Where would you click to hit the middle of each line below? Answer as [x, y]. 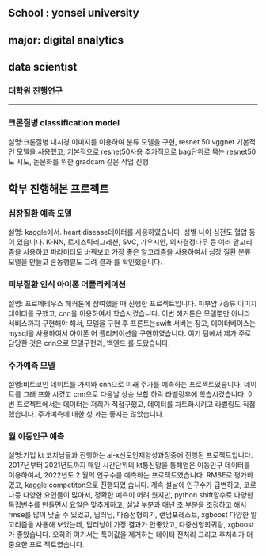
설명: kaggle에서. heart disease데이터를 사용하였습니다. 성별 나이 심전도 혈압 [128, 232]
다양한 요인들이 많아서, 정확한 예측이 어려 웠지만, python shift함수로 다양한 [138, 495]
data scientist [43, 67]
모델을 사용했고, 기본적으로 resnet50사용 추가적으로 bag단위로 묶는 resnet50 [136, 151]
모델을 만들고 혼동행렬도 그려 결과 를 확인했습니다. [85, 262]
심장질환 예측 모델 [40, 213]
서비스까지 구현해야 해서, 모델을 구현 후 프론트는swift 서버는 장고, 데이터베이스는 [132, 323]
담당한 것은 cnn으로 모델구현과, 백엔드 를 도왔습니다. [89, 343]
